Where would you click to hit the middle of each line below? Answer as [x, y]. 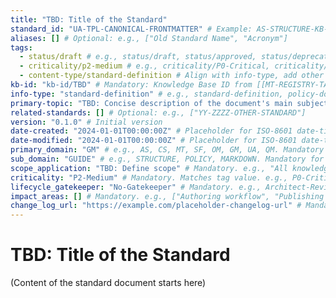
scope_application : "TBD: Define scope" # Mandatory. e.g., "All [149, 168]
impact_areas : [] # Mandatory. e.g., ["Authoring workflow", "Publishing [167, 196]
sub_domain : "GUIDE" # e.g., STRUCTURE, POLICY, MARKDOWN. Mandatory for [167, 159]
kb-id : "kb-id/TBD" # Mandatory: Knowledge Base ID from [131, 85]
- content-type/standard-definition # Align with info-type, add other [172, 76]
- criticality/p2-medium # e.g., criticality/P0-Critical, [145, 66]
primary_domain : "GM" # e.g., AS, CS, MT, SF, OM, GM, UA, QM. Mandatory [167, 150]
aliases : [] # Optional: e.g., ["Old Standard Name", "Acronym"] [149, 38]
